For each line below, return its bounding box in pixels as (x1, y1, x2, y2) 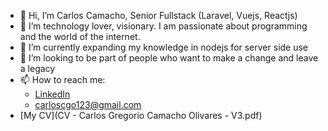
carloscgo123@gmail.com (34, 99, 142, 110)
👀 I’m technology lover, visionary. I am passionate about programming (19, 20, 308, 32)
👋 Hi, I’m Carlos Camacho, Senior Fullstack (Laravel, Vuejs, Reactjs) (19, 10, 298, 21)
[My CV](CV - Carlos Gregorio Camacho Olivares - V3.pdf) (19, 110, 263, 121)
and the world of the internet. (19, 31, 141, 42)
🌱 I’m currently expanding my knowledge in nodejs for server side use (19, 41, 309, 53)
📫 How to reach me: (19, 74, 106, 85)
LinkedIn (34, 88, 71, 100)
